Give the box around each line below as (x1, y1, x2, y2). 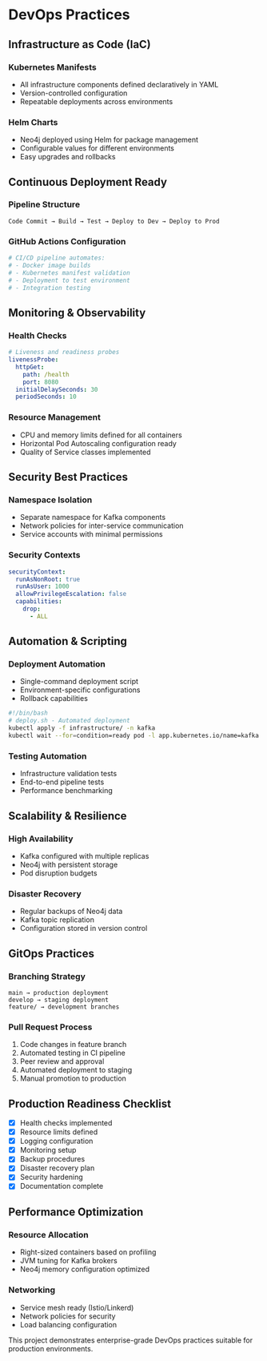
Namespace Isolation (8, 494, 93, 505)
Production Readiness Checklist (8, 1097, 172, 1110)
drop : (22, 605, 42, 613)
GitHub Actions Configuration (8, 236, 126, 247)
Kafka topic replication (19, 915, 94, 924)
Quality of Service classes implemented (19, 447, 151, 457)
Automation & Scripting (8, 634, 128, 648)
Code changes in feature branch (19, 1040, 127, 1049)
